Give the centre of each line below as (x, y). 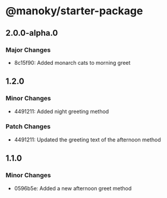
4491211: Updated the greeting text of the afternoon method (87, 139)
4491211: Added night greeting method (62, 111)
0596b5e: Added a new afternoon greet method (73, 188)
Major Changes (28, 50)
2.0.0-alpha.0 (32, 33)
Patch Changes (28, 127)
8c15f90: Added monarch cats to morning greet (72, 62)
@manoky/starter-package (74, 11)
